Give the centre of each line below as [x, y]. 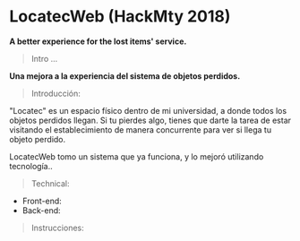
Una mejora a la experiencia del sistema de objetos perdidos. [125, 76]
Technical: [50, 183]
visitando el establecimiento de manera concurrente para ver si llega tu [140, 129]
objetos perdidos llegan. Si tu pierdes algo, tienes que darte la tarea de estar [150, 120]
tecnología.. [31, 166]
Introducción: [56, 93]
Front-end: [42, 201]
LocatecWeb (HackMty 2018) [120, 17]
